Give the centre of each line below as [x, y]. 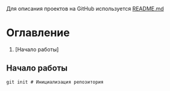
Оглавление [38, 33]
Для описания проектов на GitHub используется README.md [85, 9]
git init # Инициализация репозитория [55, 82]
